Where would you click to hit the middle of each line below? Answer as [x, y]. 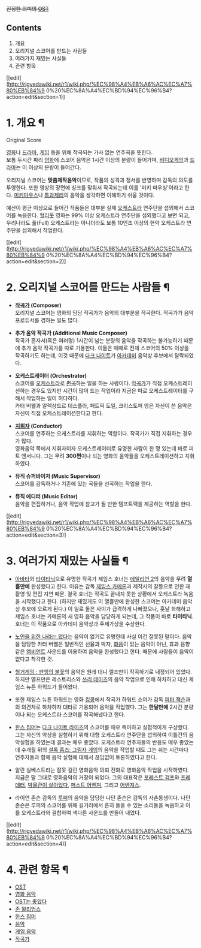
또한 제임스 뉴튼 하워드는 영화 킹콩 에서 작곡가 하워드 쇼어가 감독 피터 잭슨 [100, 699]
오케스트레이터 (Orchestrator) [51, 375]
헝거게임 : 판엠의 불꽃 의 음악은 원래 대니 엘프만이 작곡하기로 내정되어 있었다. [103, 672]
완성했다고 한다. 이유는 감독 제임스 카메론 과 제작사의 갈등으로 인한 [107, 586]
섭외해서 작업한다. [43, 230]
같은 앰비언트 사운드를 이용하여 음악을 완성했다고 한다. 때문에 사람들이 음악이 [104, 651]
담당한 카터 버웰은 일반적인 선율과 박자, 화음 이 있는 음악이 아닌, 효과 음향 [106, 644]
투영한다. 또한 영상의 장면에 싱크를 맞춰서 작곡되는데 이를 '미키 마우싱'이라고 [95, 187]
